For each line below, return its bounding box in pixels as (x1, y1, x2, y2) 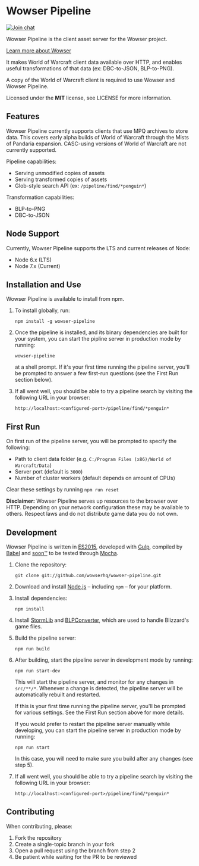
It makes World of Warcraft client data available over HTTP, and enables (6, 58, 182, 66)
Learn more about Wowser (6, 46, 71, 54)
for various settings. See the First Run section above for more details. (14, 709, 185, 716)
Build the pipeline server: (14, 634, 76, 641)
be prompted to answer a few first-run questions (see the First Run (14, 370, 179, 377)
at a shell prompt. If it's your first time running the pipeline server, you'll (14, 363, 190, 370)
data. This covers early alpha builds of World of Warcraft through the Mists (6, 133, 189, 141)
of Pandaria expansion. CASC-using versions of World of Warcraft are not (6, 140, 187, 147)
